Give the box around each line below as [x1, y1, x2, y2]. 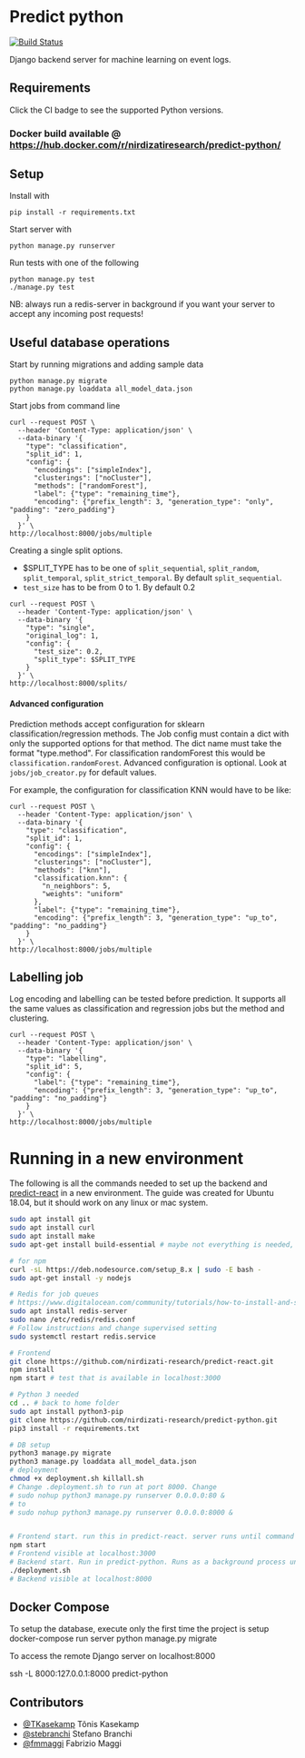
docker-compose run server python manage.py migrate [9, 1633, 218, 1644]
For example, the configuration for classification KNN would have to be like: [9, 784, 292, 795]
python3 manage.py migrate [9, 1448, 112, 1458]
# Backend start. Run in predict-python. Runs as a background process [9, 1557, 286, 1566]
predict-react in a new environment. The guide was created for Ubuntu [9, 1188, 274, 1199]
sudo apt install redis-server [9, 1307, 128, 1316]
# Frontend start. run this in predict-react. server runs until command [9, 1532, 295, 1541]
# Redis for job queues [9, 1289, 100, 1299]
